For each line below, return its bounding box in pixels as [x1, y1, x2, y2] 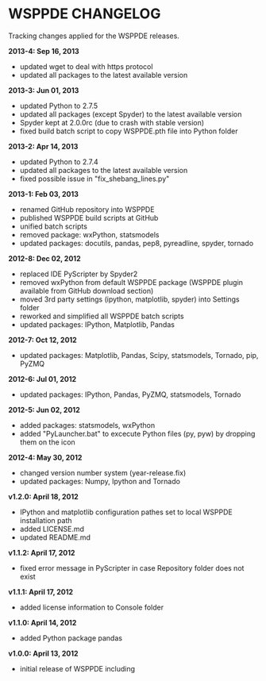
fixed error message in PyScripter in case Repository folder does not [19, 563, 245, 572]
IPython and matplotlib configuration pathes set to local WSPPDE [19, 507, 233, 517]
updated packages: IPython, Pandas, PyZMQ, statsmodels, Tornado [19, 390, 241, 399]
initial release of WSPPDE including [19, 664, 136, 673]
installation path [19, 515, 73, 525]
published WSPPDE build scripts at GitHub [19, 213, 159, 222]
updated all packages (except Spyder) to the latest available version [19, 109, 242, 119]
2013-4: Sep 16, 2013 [8, 46, 79, 56]
